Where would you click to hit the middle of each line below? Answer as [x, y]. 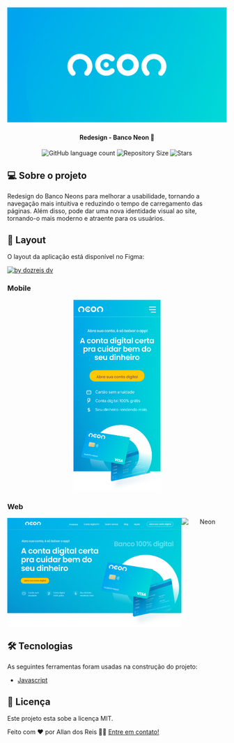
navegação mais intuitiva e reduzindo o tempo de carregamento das [105, 203]
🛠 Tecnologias [40, 647]
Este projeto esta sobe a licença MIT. [60, 719]
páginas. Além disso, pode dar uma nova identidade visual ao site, [102, 211]
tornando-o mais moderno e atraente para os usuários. [86, 218]
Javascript [32, 680]
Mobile [19, 288]
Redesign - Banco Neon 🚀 [117, 138]
